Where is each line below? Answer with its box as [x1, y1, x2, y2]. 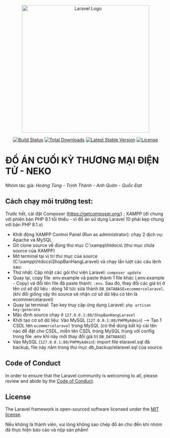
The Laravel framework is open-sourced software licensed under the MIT [5, 406, 159, 413]
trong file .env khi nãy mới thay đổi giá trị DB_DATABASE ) [12, 333, 126, 339]
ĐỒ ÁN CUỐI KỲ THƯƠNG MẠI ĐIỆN [5, 154, 159, 166]
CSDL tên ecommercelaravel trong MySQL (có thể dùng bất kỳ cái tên [12, 322, 157, 328]
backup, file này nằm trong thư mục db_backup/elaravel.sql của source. [12, 344, 164, 350]
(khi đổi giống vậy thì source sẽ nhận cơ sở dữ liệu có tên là [12, 291, 138, 297]
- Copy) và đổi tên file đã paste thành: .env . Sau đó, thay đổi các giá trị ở [12, 280, 165, 286]
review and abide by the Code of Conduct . [5, 378, 94, 384]
